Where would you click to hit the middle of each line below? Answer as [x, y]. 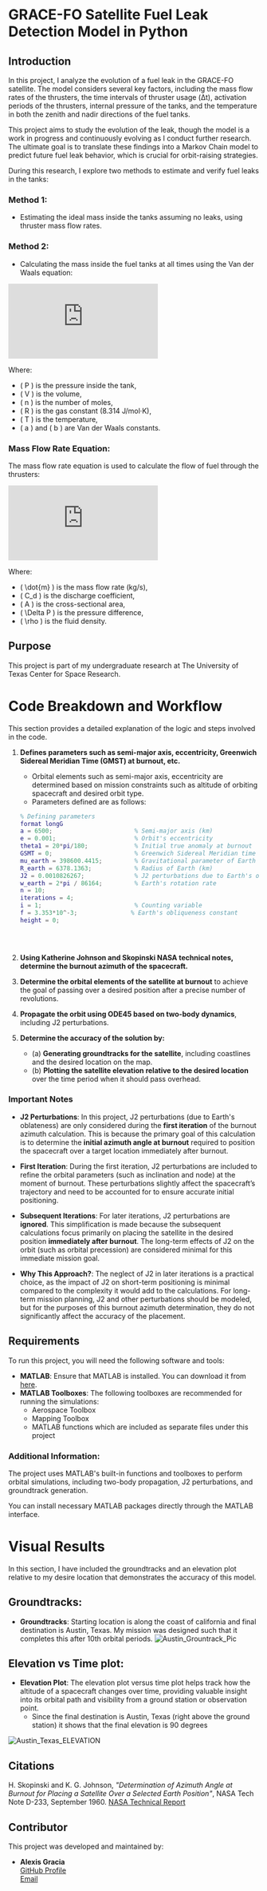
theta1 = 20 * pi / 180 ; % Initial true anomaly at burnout [136, 846]
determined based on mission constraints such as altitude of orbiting [145, 785]
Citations [31, 1766]
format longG [41, 824]
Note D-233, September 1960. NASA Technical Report [97, 1802]
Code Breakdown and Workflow [116, 706]
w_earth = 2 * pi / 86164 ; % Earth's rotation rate [118, 883]
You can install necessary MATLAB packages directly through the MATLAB [131, 1506]
